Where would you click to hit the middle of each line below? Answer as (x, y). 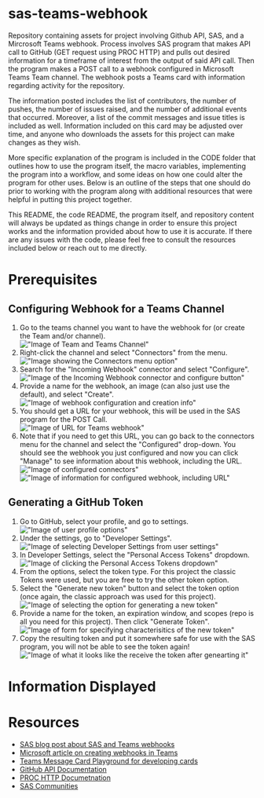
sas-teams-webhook (78, 14)
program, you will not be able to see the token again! (104, 646)
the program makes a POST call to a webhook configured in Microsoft (121, 68)
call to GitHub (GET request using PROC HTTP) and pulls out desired (119, 52)
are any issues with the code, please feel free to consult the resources (122, 240)
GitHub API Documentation (63, 769)
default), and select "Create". (66, 394)
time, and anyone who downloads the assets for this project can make (121, 134)
